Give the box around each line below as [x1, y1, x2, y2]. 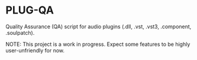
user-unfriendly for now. [5, 46, 65, 54]
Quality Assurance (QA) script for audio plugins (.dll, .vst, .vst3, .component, [5, 23, 192, 30]
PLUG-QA [5, 4, 54, 17]
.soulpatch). [5, 29, 35, 36]
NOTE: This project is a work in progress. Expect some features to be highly [5, 41, 190, 48]
